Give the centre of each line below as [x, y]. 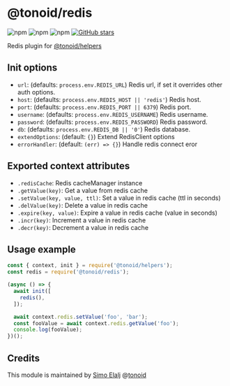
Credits [24, 358]
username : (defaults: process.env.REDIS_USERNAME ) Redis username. [113, 114]
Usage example [42, 249]
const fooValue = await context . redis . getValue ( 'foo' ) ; [96, 323]
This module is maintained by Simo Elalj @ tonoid [77, 375]
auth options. [36, 92]
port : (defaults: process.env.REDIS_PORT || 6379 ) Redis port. [104, 107]
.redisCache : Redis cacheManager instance [80, 183]
